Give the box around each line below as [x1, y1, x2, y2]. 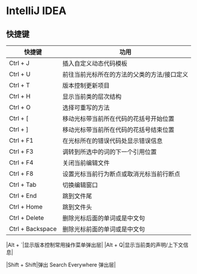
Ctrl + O [9, 103, 31, 111]
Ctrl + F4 [9, 159, 34, 166]
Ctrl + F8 [9, 170, 34, 177]
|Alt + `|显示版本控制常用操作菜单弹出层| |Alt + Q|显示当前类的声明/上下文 [6, 242, 183, 248]
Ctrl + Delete [9, 214, 44, 222]
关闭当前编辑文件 [62, 159, 110, 167]
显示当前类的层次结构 [62, 93, 122, 101]
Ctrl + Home [9, 203, 43, 210]
